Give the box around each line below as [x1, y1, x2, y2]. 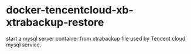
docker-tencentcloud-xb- [6, 3, 134, 17]
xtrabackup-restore [6, 16, 104, 29]
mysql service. [6, 41, 42, 48]
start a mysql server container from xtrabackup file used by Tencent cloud [6, 35, 186, 42]
